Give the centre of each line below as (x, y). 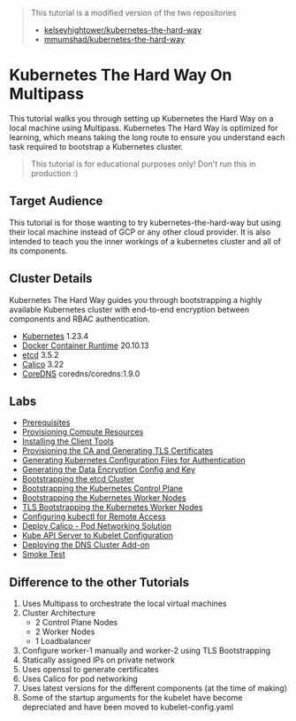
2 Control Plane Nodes (76, 623)
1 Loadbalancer (63, 641)
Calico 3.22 (43, 364)
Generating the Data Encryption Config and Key (109, 469)
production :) (54, 173)
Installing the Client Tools (68, 441)
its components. (38, 251)
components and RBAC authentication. (80, 319)
